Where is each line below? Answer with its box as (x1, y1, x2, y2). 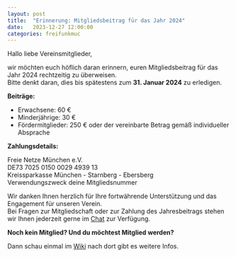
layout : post (7, 10, 46, 18)
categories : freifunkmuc (7, 30, 81, 38)
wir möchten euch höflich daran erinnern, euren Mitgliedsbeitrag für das (7, 63, 218, 72)
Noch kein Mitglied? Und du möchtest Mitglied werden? (7, 228, 174, 237)
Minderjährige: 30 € (17, 113, 77, 122)
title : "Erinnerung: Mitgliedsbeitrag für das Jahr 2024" (7, 17, 186, 24)
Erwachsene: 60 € (17, 105, 72, 114)
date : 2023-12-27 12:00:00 (7, 23, 94, 30)
